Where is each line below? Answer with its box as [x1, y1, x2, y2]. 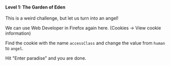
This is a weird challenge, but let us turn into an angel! [5, 15, 119, 21]
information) [5, 30, 32, 36]
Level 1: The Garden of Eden [5, 4, 66, 10]
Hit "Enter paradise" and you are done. [5, 55, 87, 61]
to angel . [5, 45, 24, 51]
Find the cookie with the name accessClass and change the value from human [5, 40, 165, 46]
